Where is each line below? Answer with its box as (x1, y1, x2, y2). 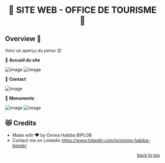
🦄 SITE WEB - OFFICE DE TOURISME (8, 4, 157, 16)
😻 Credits (5, 119, 37, 128)
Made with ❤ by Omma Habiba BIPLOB (12, 132, 92, 138)
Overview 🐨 (5, 34, 41, 43)
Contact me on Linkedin (12, 137, 61, 143)
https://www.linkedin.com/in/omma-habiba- (61, 137, 151, 143)
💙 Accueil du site (5, 57, 40, 63)
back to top (137, 152, 160, 158)
